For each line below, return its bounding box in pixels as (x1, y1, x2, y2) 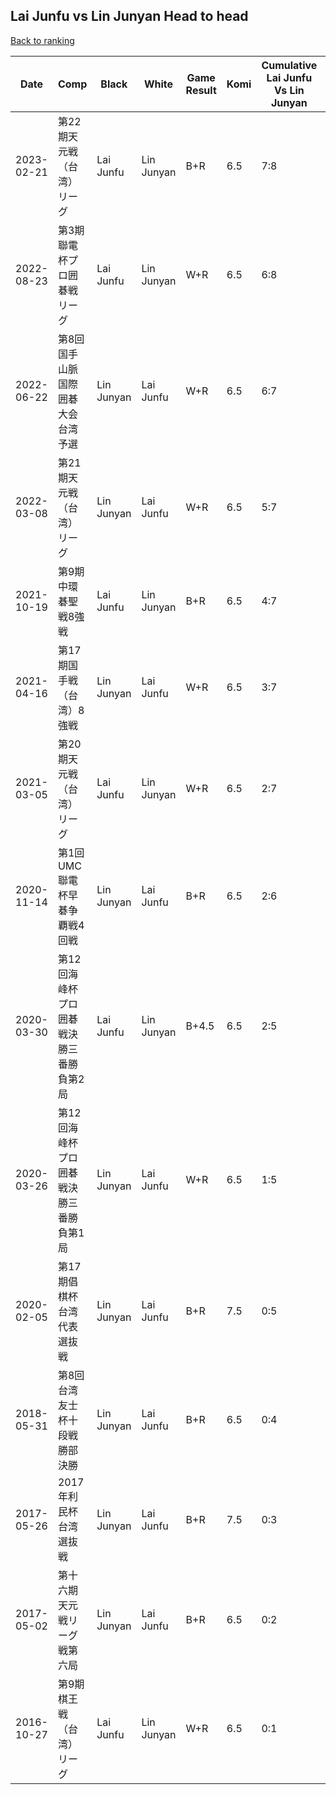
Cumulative (261, 58, 318, 72)
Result (185, 83, 217, 97)
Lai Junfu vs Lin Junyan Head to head (10, 8, 249, 25)
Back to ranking (10, 34, 75, 46)
